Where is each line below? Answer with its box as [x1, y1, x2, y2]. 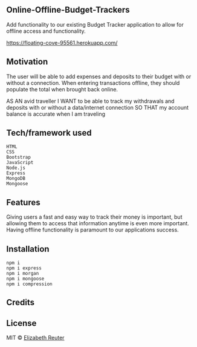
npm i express [6, 265, 42, 271]
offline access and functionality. [6, 27, 86, 35]
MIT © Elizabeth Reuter [6, 334, 65, 342]
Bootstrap [6, 154, 31, 160]
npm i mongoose [6, 276, 45, 282]
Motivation [6, 57, 48, 67]
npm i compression [6, 281, 53, 287]
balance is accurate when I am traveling [6, 110, 106, 117]
